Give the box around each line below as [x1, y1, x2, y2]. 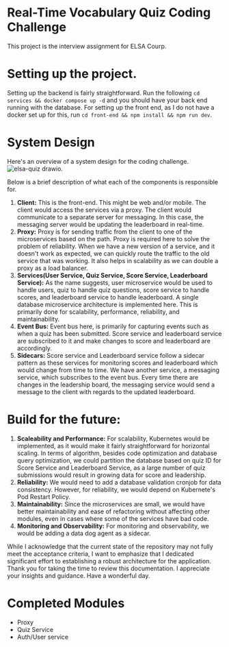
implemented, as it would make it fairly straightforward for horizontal [16, 441, 210, 450]
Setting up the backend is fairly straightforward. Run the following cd [7, 88, 200, 97]
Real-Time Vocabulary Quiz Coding [7, 5, 211, 21]
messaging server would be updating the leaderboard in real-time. [16, 220, 204, 228]
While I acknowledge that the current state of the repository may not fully [7, 542, 213, 550]
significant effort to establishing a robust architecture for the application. [7, 557, 212, 565]
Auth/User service [16, 633, 69, 641]
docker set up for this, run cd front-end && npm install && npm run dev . [7, 110, 213, 119]
